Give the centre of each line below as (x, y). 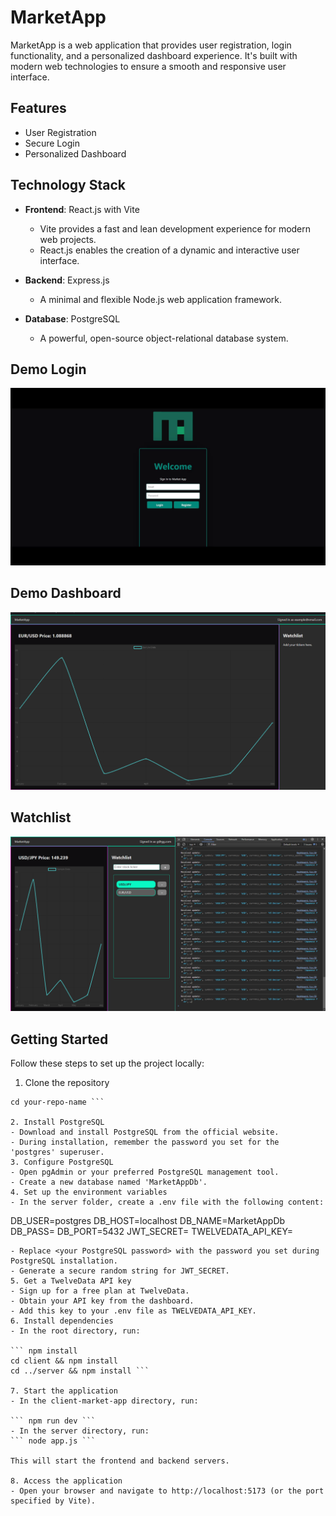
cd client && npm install (64, 1361)
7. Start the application (64, 1391)
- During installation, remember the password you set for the (145, 1142)
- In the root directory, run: (75, 1331)
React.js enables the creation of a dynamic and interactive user (169, 250)
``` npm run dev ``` (53, 1421)
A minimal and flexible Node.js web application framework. (161, 299)
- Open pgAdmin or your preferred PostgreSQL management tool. (145, 1172)
